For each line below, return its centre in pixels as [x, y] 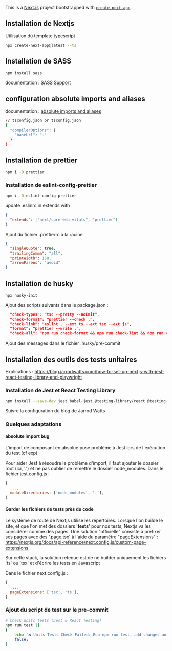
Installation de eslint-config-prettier [51, 185]
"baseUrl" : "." [31, 135]
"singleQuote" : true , [33, 248]
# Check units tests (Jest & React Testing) [53, 620]
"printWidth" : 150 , [31, 258]
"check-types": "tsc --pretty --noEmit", [55, 314]
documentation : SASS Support [38, 83]
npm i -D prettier [25, 172]
